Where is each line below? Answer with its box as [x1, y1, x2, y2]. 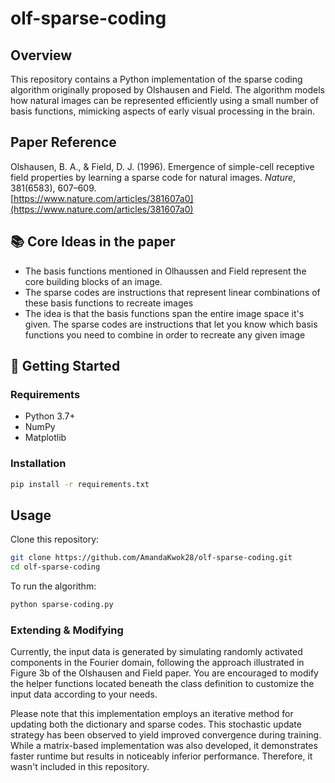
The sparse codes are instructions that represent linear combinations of [24, 286, 321, 298]
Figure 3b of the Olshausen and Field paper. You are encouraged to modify [10, 667, 319, 679]
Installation [10, 457, 67, 471]
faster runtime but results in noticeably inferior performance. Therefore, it [10, 750, 313, 762]
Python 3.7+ [24, 410, 76, 422]
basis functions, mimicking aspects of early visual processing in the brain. [10, 105, 315, 117]
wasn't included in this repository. [10, 761, 150, 773]
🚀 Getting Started [10, 358, 121, 375]
